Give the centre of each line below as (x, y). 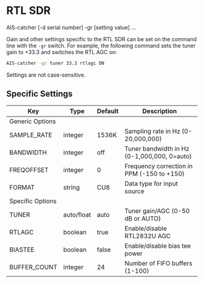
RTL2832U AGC (148, 236)
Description (160, 111)
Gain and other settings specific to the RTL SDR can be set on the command (102, 39)
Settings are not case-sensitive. (46, 75)
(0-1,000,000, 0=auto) (158, 156)
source (134, 191)
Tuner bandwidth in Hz (157, 148)
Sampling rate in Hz (152, 131)
